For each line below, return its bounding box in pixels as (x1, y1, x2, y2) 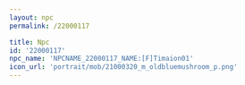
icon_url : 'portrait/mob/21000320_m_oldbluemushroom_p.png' (9, 63, 239, 72)
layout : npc (9, 13, 54, 22)
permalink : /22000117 (9, 21, 90, 30)
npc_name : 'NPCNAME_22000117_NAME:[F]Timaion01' (9, 55, 194, 64)
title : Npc (9, 38, 50, 47)
